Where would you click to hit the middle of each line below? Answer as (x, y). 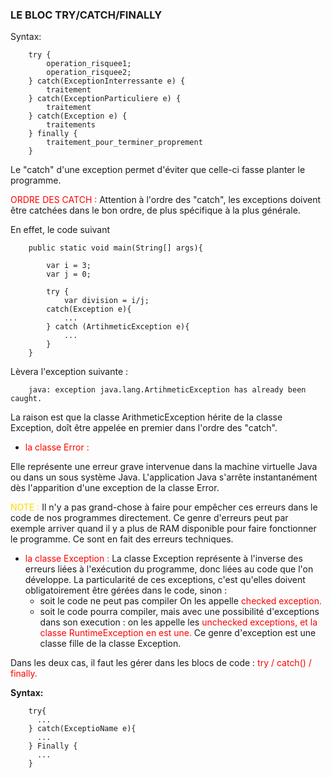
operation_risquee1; (89, 64)
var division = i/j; (106, 301)
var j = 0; (69, 274)
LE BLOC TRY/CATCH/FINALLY (86, 15)
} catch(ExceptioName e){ (82, 729)
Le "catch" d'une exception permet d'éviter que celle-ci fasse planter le (158, 170)
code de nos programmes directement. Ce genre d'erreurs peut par (149, 518)
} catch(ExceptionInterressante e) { (107, 81)
